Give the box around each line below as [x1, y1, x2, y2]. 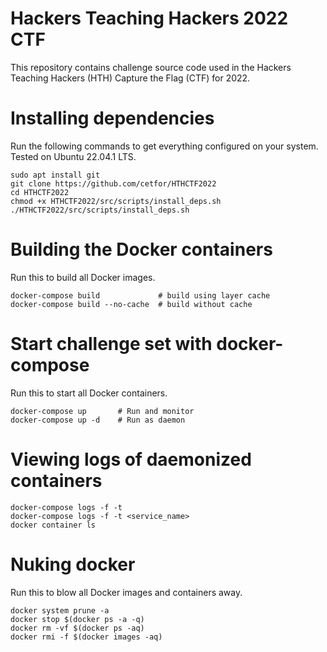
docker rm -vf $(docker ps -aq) [10, 623, 145, 633]
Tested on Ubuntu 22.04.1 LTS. [10, 150, 137, 162]
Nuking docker [10, 553, 136, 576]
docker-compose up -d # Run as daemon [10, 415, 186, 425]
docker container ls [10, 520, 97, 530]
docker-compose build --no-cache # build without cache [10, 299, 253, 309]
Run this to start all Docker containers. [10, 387, 168, 399]
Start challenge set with [10, 333, 213, 355]
